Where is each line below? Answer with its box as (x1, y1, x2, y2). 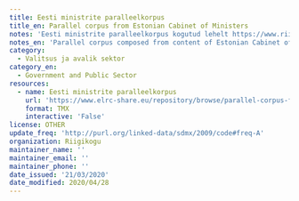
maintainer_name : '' (9, 145, 86, 154)
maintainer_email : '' (9, 153, 90, 163)
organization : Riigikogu (9, 137, 101, 146)
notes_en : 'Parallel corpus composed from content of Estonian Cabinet (9, 37, 280, 47)
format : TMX (25, 104, 69, 113)
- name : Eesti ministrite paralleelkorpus (17, 87, 177, 96)
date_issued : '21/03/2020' (9, 170, 109, 179)
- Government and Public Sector (17, 71, 138, 80)
